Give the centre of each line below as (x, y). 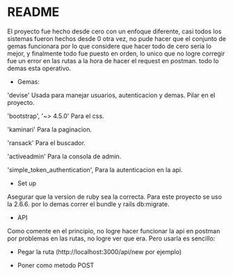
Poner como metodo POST (56, 265)
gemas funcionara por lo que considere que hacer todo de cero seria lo (110, 46)
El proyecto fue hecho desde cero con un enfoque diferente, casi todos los (114, 31)
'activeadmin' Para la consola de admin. (64, 156)
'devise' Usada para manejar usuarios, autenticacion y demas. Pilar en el (111, 95)
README (33, 12)
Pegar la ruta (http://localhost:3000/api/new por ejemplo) (99, 251)
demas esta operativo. (39, 68)
